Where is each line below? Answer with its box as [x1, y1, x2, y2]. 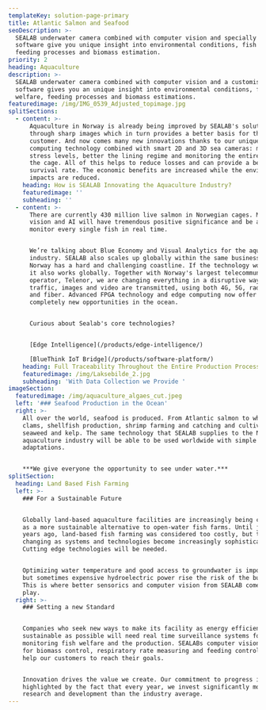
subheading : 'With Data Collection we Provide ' [22, 378, 186, 386]
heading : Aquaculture [8, 63, 80, 71]
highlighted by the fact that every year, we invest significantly [22, 683, 249, 691]
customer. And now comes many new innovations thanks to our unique [28, 136, 260, 145]
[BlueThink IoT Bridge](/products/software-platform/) [28, 355, 215, 363]
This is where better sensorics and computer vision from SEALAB [22, 581, 243, 589]
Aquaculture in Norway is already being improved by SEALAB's [28, 122, 239, 130]
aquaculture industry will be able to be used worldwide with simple [22, 436, 257, 444]
